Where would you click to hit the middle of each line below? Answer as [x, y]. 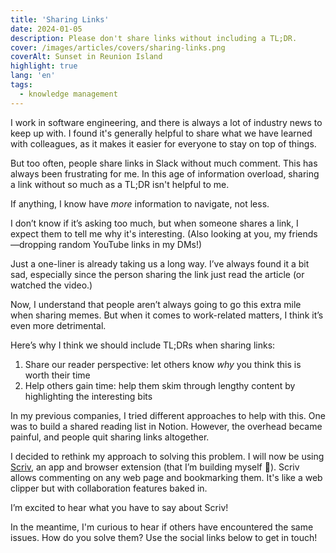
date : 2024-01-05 [46, 29]
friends [303, 233]
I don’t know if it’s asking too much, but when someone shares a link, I [154, 223]
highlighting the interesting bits [88, 396]
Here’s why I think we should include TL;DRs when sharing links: [143, 345]
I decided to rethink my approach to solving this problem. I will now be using [167, 456]
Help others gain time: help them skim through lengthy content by [160, 385]
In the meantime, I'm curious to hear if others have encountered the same [162, 527]
